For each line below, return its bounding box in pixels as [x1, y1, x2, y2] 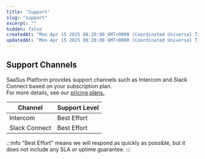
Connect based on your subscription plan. [6, 82, 112, 90]
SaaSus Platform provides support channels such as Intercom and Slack [6, 76, 188, 83]
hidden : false [6, 26, 43, 32]
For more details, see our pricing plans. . [6, 89, 107, 96]
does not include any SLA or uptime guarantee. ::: [6, 146, 131, 153]
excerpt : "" [6, 20, 37, 26]
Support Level [57, 103, 99, 111]
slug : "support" [6, 15, 48, 21]
